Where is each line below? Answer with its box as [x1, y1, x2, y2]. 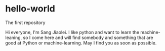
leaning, [5, 34, 22, 40]
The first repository [5, 19, 46, 25]
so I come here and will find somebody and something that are [23, 34, 153, 40]
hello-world [5, 3, 56, 14]
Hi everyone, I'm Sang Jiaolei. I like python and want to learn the [5, 29, 140, 35]
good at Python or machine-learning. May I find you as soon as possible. [5, 39, 157, 45]
